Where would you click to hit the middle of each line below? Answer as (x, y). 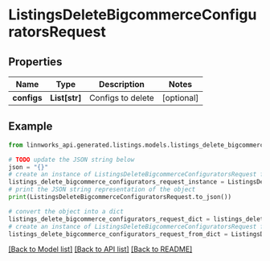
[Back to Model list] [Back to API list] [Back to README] (100, 249)
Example (31, 126)
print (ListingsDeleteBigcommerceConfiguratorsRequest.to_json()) (120, 197)
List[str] (66, 98)
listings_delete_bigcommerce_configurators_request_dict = (109, 219)
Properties (35, 62)
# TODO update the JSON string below (72, 159)
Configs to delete (122, 98)
